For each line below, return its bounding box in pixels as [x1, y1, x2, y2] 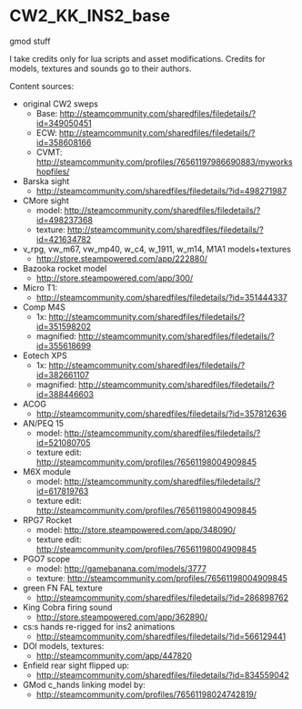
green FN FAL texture [22, 582, 103, 593]
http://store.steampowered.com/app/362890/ [35, 611, 208, 622]
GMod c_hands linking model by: [22, 679, 146, 690]
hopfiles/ [35, 166, 70, 177]
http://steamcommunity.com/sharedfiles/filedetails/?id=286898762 [35, 591, 289, 602]
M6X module [22, 466, 71, 477]
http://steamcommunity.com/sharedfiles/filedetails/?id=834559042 [35, 669, 289, 680]
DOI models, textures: [22, 640, 105, 652]
